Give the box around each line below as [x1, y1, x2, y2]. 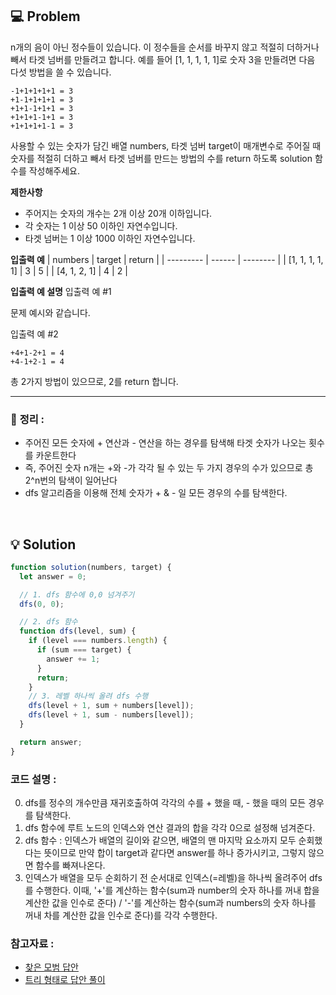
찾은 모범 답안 [24, 961, 79, 973]
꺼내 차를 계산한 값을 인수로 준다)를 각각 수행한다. [24, 909, 218, 921]
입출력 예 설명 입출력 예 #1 [10, 285, 112, 297]
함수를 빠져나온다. [35, 859, 106, 871]
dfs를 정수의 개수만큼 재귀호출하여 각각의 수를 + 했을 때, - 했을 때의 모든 [24, 796, 307, 808]
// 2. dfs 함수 [19, 617, 78, 627]
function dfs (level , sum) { [19, 626, 137, 637]
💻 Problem [10, 8, 81, 25]
